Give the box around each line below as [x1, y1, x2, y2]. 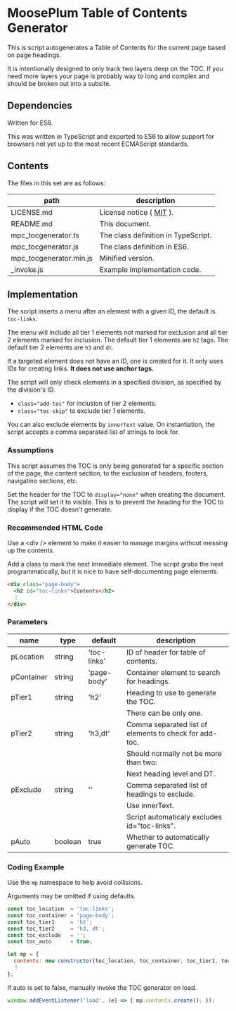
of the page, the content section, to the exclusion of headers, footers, [7, 469, 209, 477]
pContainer [11, 671, 48, 681]
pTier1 [11, 692, 33, 702]
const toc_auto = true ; [7, 938, 93, 945]
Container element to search [126, 667, 221, 677]
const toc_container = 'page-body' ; [7, 912, 114, 919]
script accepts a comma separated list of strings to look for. [7, 428, 180, 436]
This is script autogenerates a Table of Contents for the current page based [7, 43, 226, 51]
